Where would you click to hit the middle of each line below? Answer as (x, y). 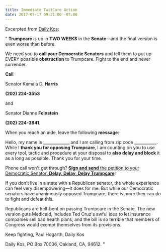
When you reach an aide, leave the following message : (62, 132)
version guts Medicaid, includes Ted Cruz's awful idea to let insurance (78, 214)
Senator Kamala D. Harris (32, 84)
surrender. (16, 64)
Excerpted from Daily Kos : (32, 29)
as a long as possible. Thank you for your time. (54, 158)
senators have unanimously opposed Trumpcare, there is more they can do (83, 193)
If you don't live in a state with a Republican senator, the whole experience (82, 183)
